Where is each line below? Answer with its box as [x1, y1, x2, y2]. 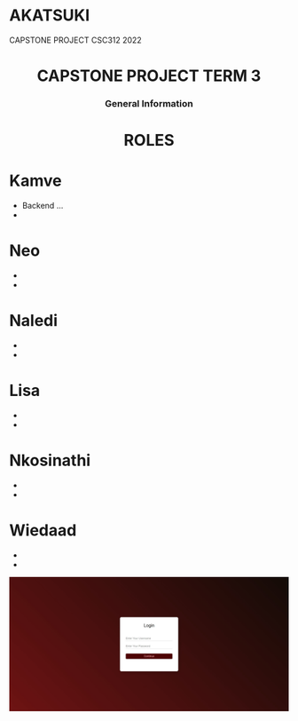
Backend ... [21, 201, 64, 211]
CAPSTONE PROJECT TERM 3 [36, 66, 262, 86]
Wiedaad [9, 520, 77, 541]
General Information [105, 98, 193, 110]
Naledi [9, 311, 59, 331]
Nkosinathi [9, 450, 91, 471]
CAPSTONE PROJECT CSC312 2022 [9, 35, 142, 45]
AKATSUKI [9, 5, 90, 26]
